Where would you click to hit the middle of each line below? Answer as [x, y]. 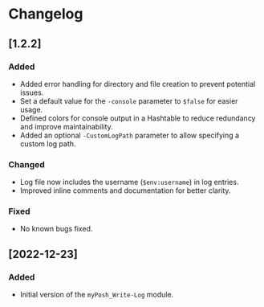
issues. [32, 92]
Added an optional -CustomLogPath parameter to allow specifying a [129, 135]
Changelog [46, 14]
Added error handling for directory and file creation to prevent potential [138, 84]
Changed [27, 164]
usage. [31, 109]
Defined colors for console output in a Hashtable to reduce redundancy [138, 118]
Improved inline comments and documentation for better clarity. [125, 190]
